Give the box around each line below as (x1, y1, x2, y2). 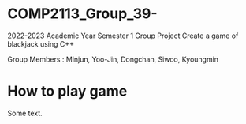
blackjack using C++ (7, 39, 74, 48)
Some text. (7, 108, 43, 118)
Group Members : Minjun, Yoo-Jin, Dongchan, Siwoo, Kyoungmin (7, 54, 218, 64)
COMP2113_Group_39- (7, 5, 158, 23)
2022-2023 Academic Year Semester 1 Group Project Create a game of (7, 31, 239, 40)
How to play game (7, 82, 128, 100)
